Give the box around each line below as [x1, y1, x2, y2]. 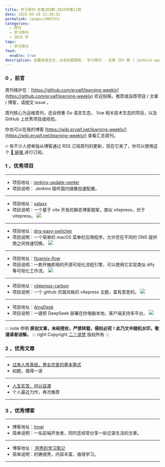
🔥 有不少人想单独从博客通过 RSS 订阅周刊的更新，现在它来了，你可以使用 [5, 143, 154, 149]
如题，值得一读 [12, 368, 43, 374]
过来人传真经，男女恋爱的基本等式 [12, 362, 82, 367]
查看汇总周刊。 [87, 133, 118, 138]
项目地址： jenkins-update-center [12, 179, 80, 185]
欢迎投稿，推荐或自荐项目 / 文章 [94, 93, 159, 99]
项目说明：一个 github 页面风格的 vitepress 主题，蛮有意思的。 [12, 289, 139, 295]
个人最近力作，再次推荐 [12, 389, 60, 395]
